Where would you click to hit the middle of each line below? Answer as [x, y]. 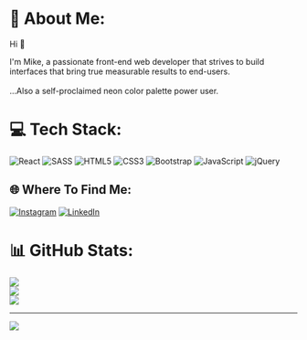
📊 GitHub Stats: [72, 250]
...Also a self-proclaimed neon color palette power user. [114, 90]
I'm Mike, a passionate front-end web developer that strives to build [137, 61]
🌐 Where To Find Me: [71, 190]
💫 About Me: [58, 19]
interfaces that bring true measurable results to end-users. [120, 71]
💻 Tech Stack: [66, 129]
